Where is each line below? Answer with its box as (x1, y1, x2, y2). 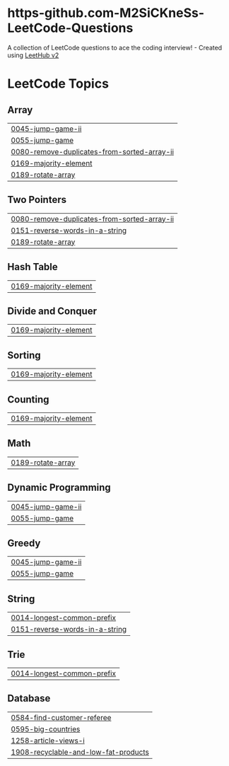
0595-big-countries (11, 724, 81, 733)
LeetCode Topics (7, 76, 110, 92)
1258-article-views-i (11, 736, 85, 745)
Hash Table (7, 261, 58, 273)
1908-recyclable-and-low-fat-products (11, 747, 150, 757)
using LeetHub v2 (7, 51, 59, 59)
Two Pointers (7, 194, 67, 206)
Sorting (7, 349, 41, 361)
